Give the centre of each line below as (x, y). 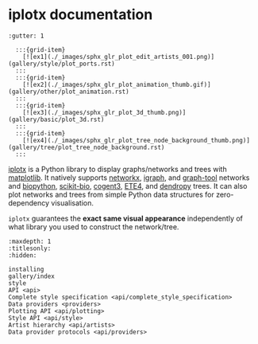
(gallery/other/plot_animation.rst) (69, 92)
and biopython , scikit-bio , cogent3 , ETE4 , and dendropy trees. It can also (128, 186)
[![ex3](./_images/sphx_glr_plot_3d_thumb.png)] (104, 112)
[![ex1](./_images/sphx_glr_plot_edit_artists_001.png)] (119, 57)
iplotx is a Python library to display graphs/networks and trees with (118, 169)
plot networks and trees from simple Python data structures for (111, 194)
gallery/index (32, 276)
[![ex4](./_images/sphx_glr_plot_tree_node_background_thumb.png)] (136, 140)
